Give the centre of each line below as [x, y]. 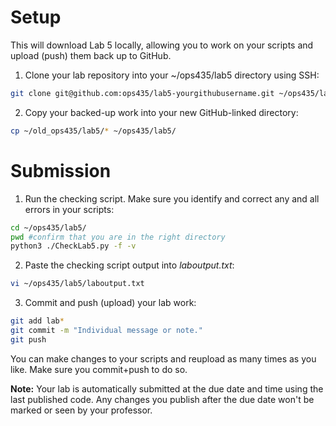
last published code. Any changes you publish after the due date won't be [162, 399]
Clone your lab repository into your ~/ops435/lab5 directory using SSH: [172, 75]
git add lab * [37, 321]
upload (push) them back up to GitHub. [91, 55]
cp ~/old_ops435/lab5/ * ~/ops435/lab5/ [93, 131]
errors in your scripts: [69, 209]
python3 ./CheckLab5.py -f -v [73, 246]
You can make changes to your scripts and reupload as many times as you [163, 358]
